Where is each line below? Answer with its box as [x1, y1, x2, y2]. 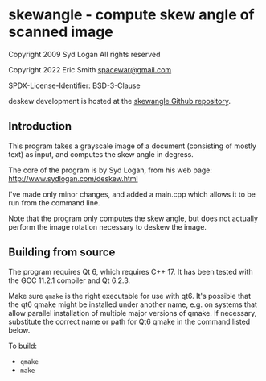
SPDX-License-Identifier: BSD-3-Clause [8, 81, 141, 90]
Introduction [8, 119, 72, 134]
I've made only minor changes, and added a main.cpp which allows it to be [8, 189, 256, 199]
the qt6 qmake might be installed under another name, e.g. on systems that [8, 300, 257, 309]
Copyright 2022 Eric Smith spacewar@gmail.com [8, 64, 172, 74]
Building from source [8, 246, 116, 259]
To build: [8, 341, 38, 350]
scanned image [8, 23, 114, 41]
